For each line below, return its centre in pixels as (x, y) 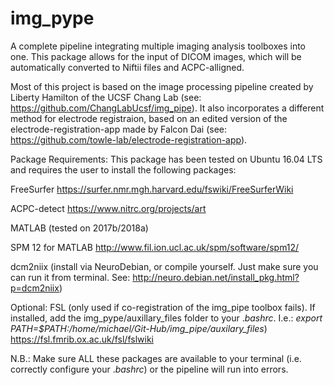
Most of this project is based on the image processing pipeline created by (162, 86)
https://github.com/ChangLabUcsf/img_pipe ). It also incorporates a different (167, 108)
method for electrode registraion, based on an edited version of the (149, 118)
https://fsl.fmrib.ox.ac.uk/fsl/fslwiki (82, 339)
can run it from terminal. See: (70, 277)
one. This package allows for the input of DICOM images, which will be (156, 56)
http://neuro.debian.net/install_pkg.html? (216, 277)
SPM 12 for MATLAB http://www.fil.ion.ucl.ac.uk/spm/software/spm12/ (155, 247)
